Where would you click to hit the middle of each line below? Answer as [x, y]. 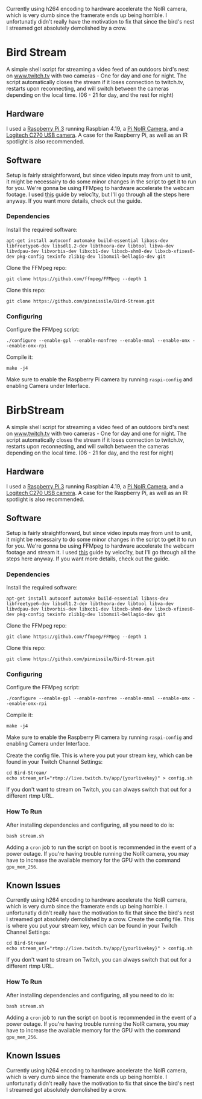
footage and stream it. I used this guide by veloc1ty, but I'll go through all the [101, 552]
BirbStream [35, 410]
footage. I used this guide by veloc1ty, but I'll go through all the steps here [98, 194]
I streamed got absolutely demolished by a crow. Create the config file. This [100, 919]
